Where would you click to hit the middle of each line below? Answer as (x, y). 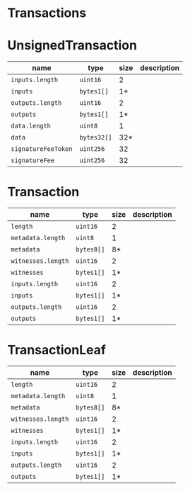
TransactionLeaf (57, 350)
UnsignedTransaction (72, 46)
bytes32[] (96, 137)
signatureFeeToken (42, 149)
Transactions (47, 13)
